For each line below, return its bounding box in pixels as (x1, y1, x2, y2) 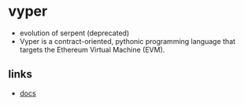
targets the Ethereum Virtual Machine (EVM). (19, 45, 165, 54)
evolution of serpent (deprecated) (19, 28, 130, 38)
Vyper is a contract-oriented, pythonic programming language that (19, 36, 236, 45)
